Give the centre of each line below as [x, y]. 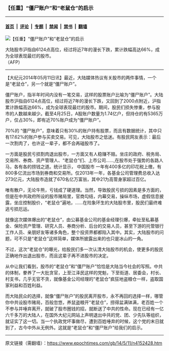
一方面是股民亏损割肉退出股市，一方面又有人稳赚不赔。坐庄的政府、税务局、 [84, 154]
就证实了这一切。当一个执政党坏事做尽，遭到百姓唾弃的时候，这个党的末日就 [84, 321]
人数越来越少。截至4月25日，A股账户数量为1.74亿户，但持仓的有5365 [86, 113]
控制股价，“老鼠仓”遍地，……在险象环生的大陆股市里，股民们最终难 [92, 203]
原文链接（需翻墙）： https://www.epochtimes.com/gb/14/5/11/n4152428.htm [84, 343]
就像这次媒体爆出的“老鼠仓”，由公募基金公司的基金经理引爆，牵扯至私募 [80, 219]
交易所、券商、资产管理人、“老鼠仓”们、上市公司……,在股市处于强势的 [78, 160]
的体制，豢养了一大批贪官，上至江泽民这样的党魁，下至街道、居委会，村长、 [84, 272]
